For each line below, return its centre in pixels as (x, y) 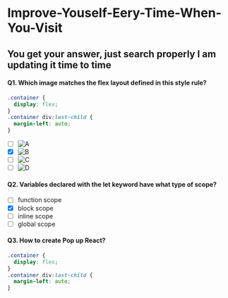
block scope (36, 208)
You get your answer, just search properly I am (112, 54)
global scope (36, 224)
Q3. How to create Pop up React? (56, 240)
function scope (40, 200)
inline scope (35, 216)
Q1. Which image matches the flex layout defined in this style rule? (107, 83)
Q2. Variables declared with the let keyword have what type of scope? (112, 184)
